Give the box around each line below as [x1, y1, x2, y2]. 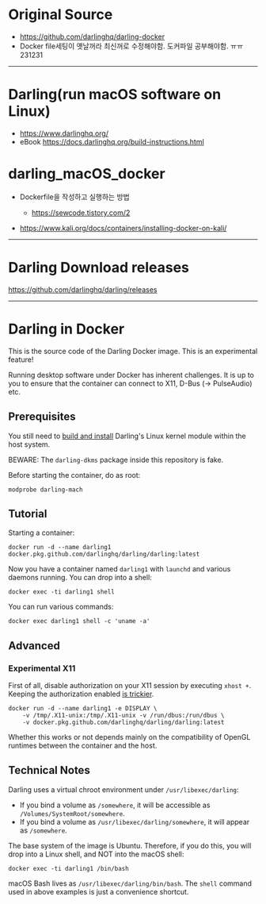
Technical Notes [8, 764, 91, 777]
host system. [8, 439, 51, 449]
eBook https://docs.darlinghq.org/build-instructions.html [19, 137, 204, 146]
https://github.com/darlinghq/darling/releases [8, 284, 158, 294]
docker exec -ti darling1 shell [8, 588, 115, 596]
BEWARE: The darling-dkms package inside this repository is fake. [8, 455, 224, 464]
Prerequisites [8, 410, 76, 424]
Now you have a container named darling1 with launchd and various [8, 564, 231, 574]
